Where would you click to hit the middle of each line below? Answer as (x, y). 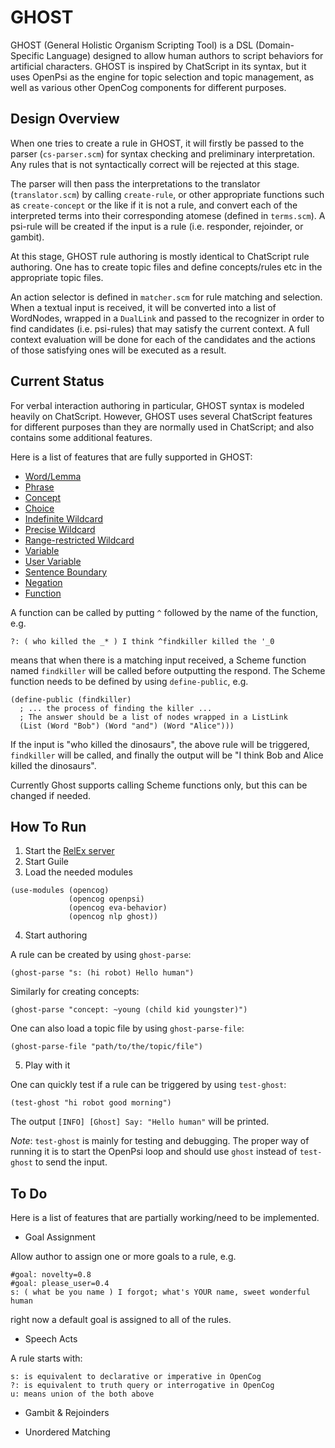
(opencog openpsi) (106, 899)
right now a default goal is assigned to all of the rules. (121, 1320)
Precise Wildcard (60, 529)
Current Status (57, 381)
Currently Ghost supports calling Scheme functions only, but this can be (159, 785)
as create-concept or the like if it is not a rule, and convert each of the (154, 205)
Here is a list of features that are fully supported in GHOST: (131, 457)
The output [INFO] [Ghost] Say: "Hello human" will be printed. (140, 1122)
